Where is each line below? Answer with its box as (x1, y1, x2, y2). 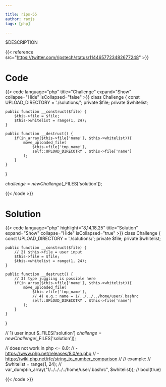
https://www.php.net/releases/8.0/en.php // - (5, 351, 99, 357)
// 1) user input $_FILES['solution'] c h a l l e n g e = (5, 330, 102, 336)
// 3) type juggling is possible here (14, 276, 96, 281)
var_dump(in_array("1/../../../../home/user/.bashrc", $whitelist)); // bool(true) (5, 366, 161, 373)
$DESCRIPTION (5, 39, 38, 45)
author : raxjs (5, 16, 35, 22)
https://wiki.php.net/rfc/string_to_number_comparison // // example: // (5, 356, 151, 362)
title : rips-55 (5, 12, 37, 17)
